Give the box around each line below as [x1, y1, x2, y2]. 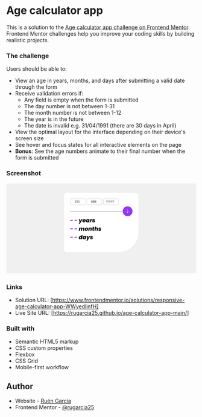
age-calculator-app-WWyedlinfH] [14, 303, 99, 310]
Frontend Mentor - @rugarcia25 [14, 404, 95, 411]
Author [6, 381, 33, 392]
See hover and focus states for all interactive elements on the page [14, 141, 182, 149]
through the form [14, 83, 58, 91]
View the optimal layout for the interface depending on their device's [14, 128, 186, 136]
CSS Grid [14, 357, 38, 364]
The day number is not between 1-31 [24, 103, 115, 110]
